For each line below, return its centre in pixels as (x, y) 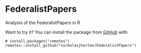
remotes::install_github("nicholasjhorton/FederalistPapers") (71, 45)
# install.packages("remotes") (37, 41)
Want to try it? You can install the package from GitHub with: (67, 32)
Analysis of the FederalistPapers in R (43, 23)
